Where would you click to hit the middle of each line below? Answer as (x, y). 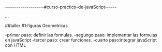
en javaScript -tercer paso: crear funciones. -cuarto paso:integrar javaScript (81, 40)
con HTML (15, 45)
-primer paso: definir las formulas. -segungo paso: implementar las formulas (81, 35)
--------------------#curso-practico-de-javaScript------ (61, 7)
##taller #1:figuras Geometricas (37, 26)
